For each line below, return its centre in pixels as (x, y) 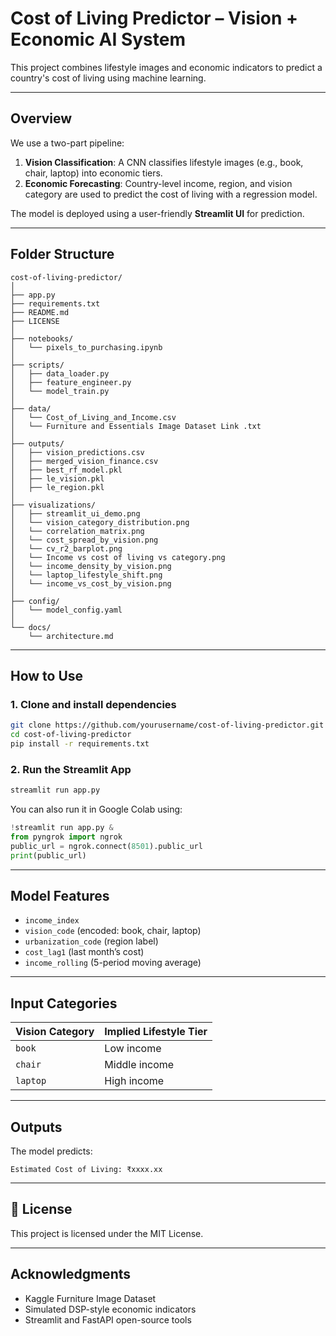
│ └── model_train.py (60, 391)
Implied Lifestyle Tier (156, 1032)
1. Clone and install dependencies (93, 704)
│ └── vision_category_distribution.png (100, 522)
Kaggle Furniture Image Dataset (90, 1298)
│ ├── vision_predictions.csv (77, 452)
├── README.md (40, 312)
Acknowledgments (71, 1274)
